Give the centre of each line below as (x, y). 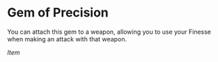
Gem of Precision (58, 13)
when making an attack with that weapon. (67, 39)
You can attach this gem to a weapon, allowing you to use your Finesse (109, 32)
